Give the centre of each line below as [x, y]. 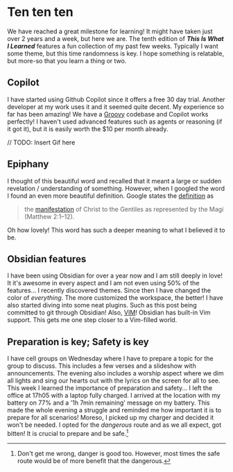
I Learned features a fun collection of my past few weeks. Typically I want [113, 46]
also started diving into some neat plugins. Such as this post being [102, 305]
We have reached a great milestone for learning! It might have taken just [110, 31]
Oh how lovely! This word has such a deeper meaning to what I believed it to [116, 230]
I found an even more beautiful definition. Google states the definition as [110, 196]
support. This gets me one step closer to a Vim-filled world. [92, 320]
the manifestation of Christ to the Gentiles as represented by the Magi [124, 209]
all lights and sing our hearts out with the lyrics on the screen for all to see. [114, 381]
